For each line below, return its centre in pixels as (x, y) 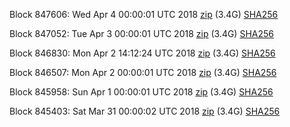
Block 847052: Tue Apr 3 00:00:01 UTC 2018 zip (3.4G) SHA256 (141, 33)
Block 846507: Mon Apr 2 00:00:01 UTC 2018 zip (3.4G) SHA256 (143, 72)
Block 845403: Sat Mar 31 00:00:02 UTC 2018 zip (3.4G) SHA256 (145, 111)
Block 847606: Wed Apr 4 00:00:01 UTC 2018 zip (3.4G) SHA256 (144, 14)
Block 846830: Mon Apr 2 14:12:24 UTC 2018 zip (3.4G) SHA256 (142, 53)
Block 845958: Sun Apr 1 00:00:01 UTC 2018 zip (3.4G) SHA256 (141, 92)
